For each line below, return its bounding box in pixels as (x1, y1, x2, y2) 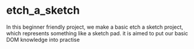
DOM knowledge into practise (6, 36, 80, 43)
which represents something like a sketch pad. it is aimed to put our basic (6, 29, 189, 36)
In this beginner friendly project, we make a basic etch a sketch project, (6, 23, 183, 30)
